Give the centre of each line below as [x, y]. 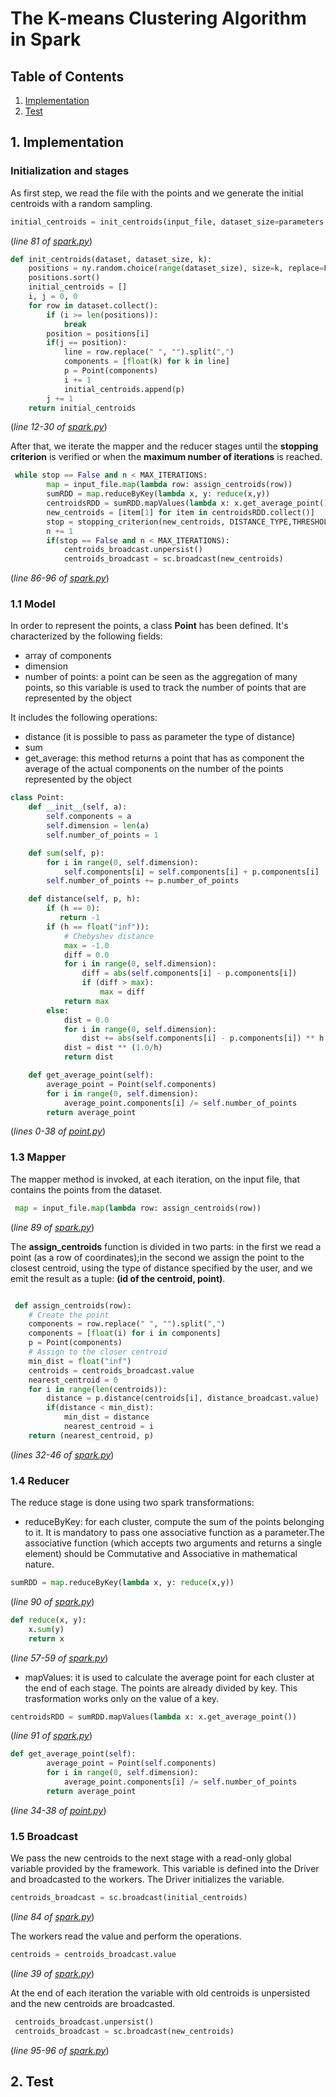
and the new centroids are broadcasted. [93, 2003]
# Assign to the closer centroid [98, 1352]
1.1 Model [33, 604]
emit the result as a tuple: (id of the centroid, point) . [118, 1278]
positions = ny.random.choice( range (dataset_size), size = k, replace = [176, 268]
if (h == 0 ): [73, 908]
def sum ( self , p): [66, 853]
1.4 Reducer [40, 1480]
